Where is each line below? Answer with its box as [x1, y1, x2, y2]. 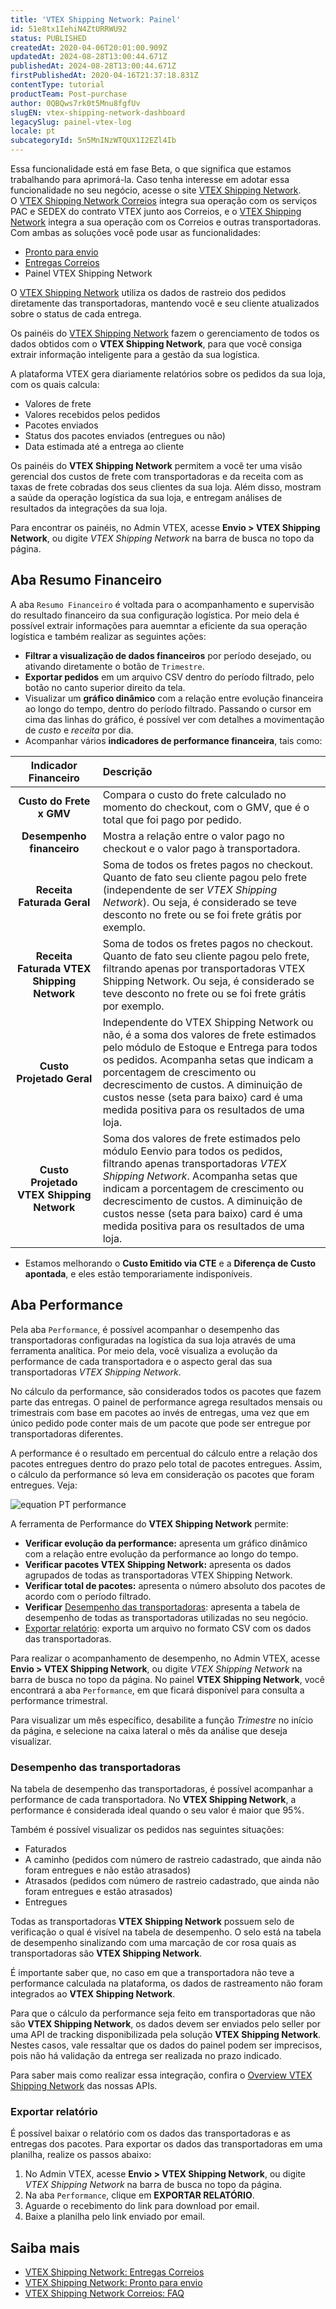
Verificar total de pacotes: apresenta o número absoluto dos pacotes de [24, 1579, 326, 1591]
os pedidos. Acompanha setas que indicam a [102, 1052, 314, 1066]
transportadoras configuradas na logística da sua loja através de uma [10, 1334, 297, 1346]
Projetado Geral [16, 1071, 93, 1085]
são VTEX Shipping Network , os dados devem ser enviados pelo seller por [10, 2017, 321, 2030]
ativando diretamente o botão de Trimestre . [24, 660, 205, 672]
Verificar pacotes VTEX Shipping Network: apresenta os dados [24, 1558, 292, 1570]
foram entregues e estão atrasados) [24, 1885, 173, 1897]
